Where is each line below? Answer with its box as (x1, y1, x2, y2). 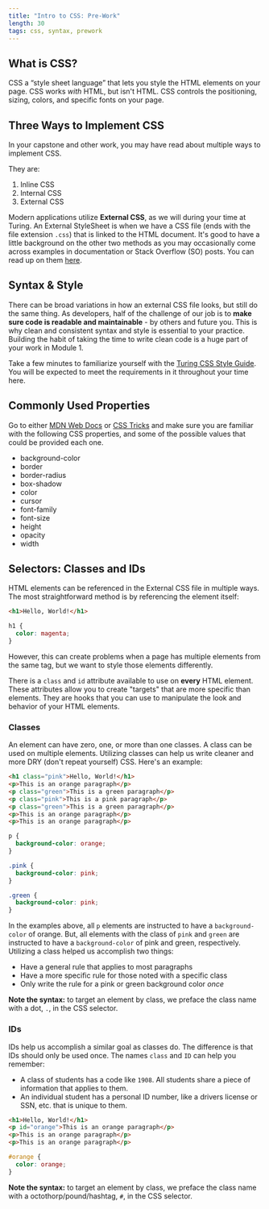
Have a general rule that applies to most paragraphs (19, 962, 193, 972)
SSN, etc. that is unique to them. (19, 1100, 127, 1110)
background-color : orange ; (15, 840, 106, 848)
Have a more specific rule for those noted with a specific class (19, 970, 228, 980)
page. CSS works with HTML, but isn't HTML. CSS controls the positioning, (8, 86, 258, 97)
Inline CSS (19, 180, 55, 189)
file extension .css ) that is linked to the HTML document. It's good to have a (8, 230, 260, 239)
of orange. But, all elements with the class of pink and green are (27, 929, 240, 939)
